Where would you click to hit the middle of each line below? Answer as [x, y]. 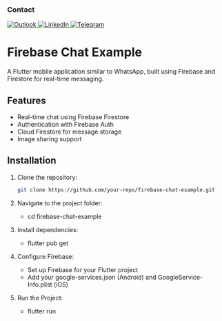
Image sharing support [49, 139]
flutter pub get [48, 243]
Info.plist [40, 284]
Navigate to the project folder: [60, 203]
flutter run [42, 311]
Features [27, 100]
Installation [32, 161]
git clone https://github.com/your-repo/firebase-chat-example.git [116, 190]
